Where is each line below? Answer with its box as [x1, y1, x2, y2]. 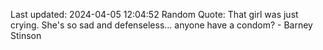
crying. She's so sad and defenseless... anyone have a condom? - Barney [10, 19, 313, 31]
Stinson [10, 30, 42, 41]
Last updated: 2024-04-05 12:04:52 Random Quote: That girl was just [10, 9, 299, 20]
